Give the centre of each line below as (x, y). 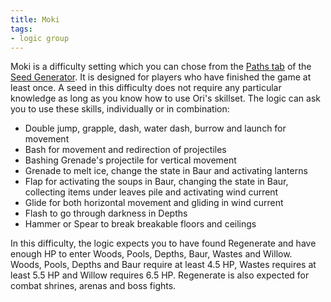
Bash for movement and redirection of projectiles (125, 150)
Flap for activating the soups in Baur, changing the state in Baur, (156, 182)
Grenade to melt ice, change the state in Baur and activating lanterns (166, 171)
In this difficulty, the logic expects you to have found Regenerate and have (163, 243)
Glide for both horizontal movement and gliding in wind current (154, 203)
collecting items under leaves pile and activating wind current (151, 192)
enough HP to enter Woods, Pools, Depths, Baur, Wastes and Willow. (151, 254)
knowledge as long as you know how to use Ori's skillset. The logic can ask (166, 98)
